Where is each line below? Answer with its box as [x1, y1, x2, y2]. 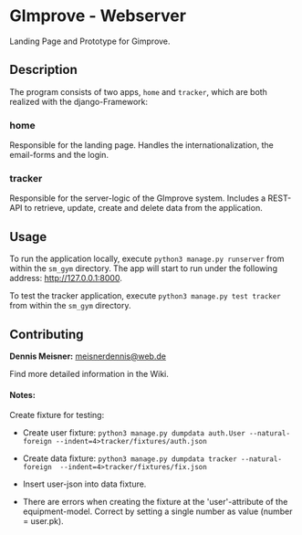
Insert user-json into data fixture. [22, 478, 147, 489]
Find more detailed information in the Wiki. [9, 368, 169, 379]
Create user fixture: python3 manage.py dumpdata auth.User [22, 427, 246, 438]
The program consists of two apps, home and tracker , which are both [9, 86, 267, 97]
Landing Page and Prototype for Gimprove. [9, 36, 171, 47]
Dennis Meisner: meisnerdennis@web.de [9, 351, 167, 362]
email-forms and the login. [9, 150, 109, 161]
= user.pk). [22, 516, 64, 527]
